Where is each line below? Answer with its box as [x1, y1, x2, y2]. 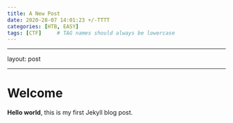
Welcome [7, 86, 63, 101]
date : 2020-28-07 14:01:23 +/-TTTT [7, 17, 110, 23]
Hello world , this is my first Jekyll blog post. [7, 108, 133, 117]
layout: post [7, 55, 41, 63]
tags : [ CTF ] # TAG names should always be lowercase [7, 29, 175, 37]
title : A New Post [7, 10, 60, 17]
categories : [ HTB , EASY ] [7, 23, 79, 30]
